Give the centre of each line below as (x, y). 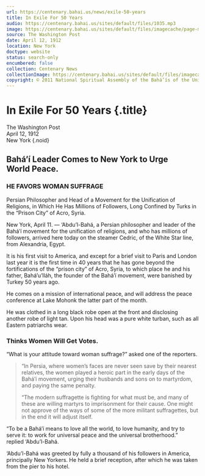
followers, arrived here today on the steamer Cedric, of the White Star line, (100, 237)
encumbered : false (30, 63)
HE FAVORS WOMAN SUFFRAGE (55, 186)
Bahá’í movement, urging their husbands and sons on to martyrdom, (107, 379)
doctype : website (28, 52)
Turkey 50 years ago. (33, 282)
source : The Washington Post (43, 35)
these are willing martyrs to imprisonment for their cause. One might (107, 404)
